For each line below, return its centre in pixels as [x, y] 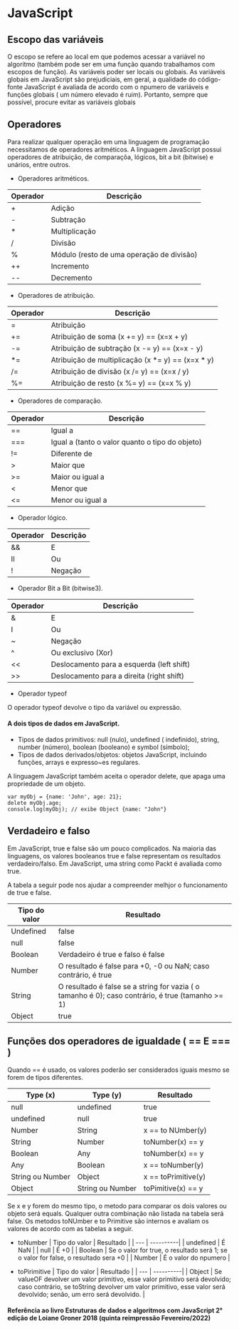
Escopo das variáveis [55, 40]
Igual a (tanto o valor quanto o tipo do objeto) [127, 442]
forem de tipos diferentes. [45, 1077]
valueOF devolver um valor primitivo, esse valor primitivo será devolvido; [124, 1279]
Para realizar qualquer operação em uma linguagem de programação [108, 141]
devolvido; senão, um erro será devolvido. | [81, 1294]
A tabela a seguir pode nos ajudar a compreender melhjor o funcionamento [117, 885]
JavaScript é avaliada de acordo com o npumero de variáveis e [116, 87]
